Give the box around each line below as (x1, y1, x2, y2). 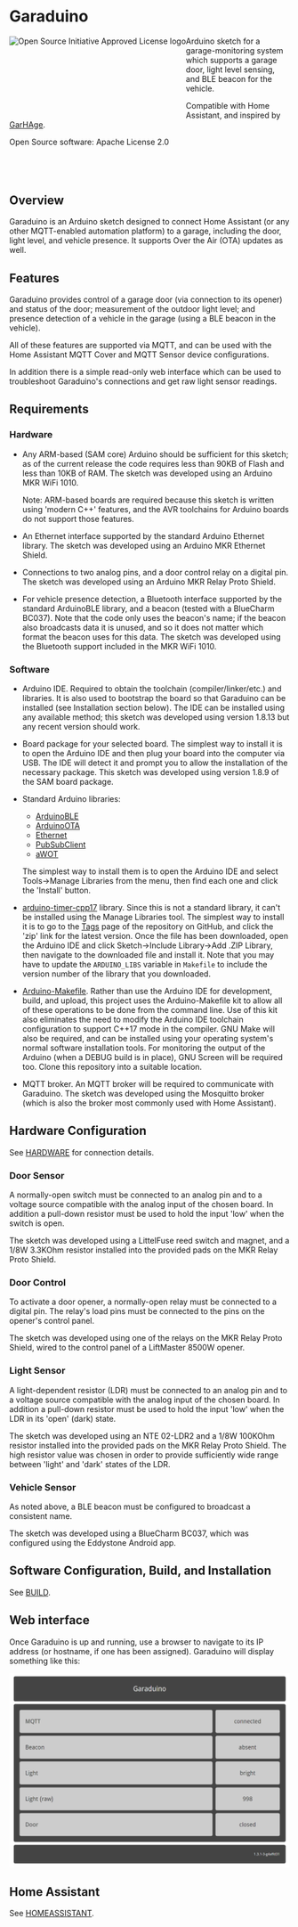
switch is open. (9, 1218, 65, 1229)
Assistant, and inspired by (185, 110, 281, 120)
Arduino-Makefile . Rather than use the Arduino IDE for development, (21, 985, 273, 996)
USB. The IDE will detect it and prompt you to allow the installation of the (21, 757, 288, 768)
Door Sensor (9, 1169, 65, 1181)
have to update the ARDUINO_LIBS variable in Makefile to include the (21, 959, 268, 969)
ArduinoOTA (35, 820, 80, 830)
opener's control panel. (9, 1316, 95, 1327)
